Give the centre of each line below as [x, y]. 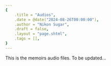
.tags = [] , [27, 39]
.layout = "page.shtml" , [41, 34]
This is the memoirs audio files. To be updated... [56, 58]
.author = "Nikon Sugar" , [42, 24]
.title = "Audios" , [35, 15]
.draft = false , [32, 29]
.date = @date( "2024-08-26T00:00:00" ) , [57, 19]
